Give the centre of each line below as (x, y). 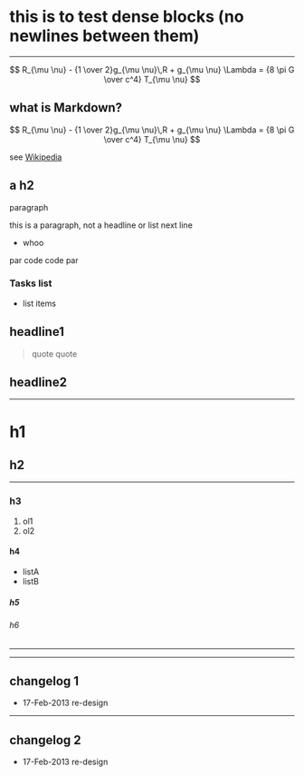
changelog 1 (44, 681)
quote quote (54, 354)
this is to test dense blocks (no (127, 17)
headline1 (37, 332)
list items (39, 303)
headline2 (38, 383)
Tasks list (31, 283)
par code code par (44, 260)
